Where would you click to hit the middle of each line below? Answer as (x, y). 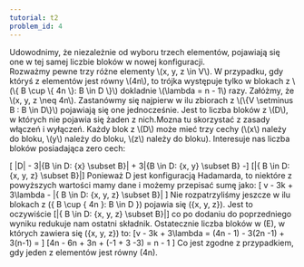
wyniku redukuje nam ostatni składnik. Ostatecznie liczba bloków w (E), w (147, 224)
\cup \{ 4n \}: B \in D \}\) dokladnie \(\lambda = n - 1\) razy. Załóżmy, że (162, 91)
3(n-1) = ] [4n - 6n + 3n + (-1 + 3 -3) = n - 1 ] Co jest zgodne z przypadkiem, (152, 243)
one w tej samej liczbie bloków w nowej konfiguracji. (108, 62)
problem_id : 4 (36, 26)
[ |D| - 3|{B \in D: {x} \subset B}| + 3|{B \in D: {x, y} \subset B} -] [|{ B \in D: (150, 166)
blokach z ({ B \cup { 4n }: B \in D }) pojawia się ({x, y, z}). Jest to (132, 204)
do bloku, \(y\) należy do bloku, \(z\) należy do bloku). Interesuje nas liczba (150, 138)
